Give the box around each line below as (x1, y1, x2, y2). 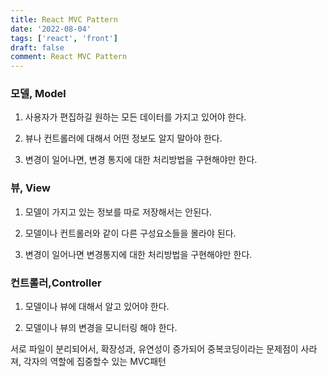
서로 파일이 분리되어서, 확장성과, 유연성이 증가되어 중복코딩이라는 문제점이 (10, 343, 299, 355)
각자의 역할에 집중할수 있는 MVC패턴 (23, 356, 167, 368)
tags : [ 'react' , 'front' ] (10, 33, 118, 43)
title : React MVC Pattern (10, 14, 118, 25)
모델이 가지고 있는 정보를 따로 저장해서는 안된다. (24, 206, 212, 218)
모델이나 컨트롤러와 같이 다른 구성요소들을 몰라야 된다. (24, 227, 237, 239)
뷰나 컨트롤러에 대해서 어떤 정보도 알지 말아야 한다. (24, 132, 223, 145)
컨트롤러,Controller (10, 276, 102, 290)
